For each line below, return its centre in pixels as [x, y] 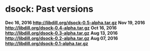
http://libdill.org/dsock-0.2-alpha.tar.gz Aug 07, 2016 [62, 38]
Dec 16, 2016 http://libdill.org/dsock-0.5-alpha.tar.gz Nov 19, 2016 [75, 23]
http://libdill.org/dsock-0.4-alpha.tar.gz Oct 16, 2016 [61, 27]
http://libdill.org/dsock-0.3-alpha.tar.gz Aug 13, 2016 [61, 33]
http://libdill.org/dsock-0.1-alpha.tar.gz [47, 43]
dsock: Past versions [49, 9]
